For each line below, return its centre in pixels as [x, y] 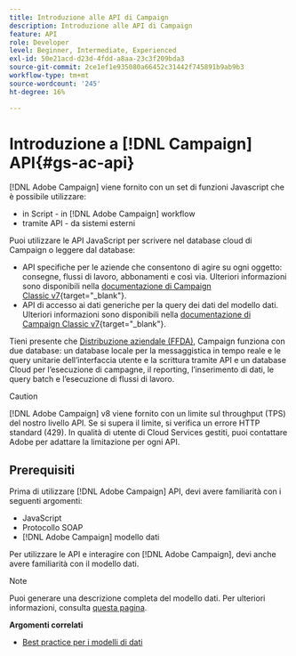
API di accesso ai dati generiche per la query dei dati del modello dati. [150, 305]
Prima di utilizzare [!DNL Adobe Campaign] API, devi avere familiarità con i [145, 491]
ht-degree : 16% [37, 92]
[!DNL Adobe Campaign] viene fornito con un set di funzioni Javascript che [147, 187]
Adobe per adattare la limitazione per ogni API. [95, 442]
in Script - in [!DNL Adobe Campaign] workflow [108, 214]
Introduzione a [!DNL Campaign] [131, 144]
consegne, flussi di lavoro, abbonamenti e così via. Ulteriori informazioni [154, 277]
